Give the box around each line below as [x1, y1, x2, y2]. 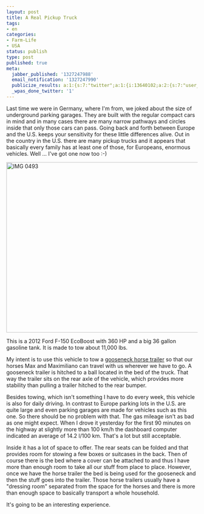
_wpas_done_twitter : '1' [12, 88, 75, 94]
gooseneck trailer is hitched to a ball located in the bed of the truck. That [6, 369, 189, 376]
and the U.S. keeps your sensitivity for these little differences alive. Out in [6, 130, 190, 137]
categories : [6, 32, 36, 38]
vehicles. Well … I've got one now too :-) [6, 150, 107, 157]
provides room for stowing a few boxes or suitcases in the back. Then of [6, 450, 188, 457]
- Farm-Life [6, 37, 36, 43]
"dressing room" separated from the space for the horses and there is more [6, 482, 195, 490]
